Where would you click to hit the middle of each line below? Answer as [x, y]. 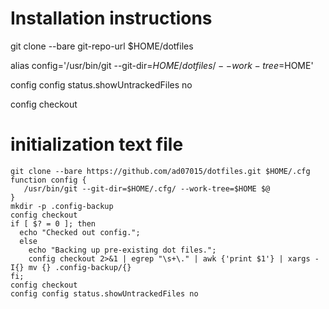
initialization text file [97, 144]
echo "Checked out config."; [80, 232]
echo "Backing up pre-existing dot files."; [122, 250]
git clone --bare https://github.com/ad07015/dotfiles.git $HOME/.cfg [160, 171]
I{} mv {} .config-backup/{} [71, 267]
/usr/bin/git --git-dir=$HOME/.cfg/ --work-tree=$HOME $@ [147, 188]
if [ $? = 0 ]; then [53, 223]
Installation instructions [111, 18]
